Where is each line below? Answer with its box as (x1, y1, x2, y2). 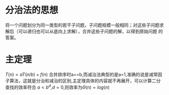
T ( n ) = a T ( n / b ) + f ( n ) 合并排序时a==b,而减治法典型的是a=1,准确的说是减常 (5, 71, 158, 77)
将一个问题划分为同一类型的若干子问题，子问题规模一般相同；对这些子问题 (5, 22, 159, 28)
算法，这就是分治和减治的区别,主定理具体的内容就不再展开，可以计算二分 (9, 77, 161, 83)
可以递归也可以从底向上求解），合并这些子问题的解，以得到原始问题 (18, 28, 157, 34)
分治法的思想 (5, 4, 59, 16)
